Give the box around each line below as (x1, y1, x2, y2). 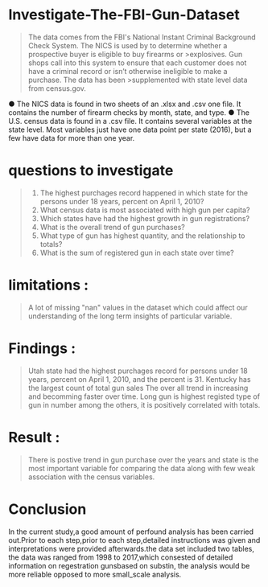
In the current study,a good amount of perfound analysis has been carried (8, 527, 254, 536)
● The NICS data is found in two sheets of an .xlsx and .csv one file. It (8, 99, 241, 109)
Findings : (8, 339, 76, 357)
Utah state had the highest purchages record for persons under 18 (27, 366, 248, 376)
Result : (8, 428, 60, 446)
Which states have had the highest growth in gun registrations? (39, 213, 250, 223)
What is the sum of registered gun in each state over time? (39, 248, 235, 257)
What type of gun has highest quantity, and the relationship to (39, 231, 245, 240)
